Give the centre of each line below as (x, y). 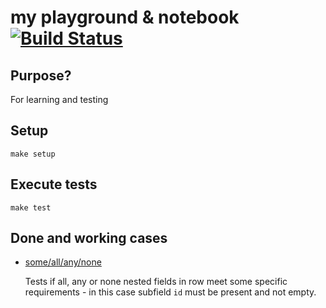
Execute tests (54, 184)
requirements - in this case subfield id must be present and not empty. (170, 292)
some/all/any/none (63, 262)
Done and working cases (89, 238)
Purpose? (41, 75)
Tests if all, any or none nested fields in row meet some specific (156, 282)
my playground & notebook (125, 17)
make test (31, 207)
